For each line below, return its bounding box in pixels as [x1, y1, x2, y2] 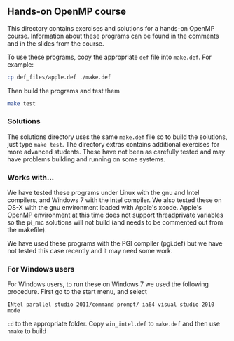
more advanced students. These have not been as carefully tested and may [7, 147, 226, 156]
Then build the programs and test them [7, 86, 121, 95]
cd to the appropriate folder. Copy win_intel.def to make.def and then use [7, 319, 221, 328]
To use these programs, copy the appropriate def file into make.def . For [7, 53, 212, 61]
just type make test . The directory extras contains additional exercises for [7, 140, 220, 148]
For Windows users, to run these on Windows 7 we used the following [7, 280, 209, 288]
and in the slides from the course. [7, 39, 104, 48]
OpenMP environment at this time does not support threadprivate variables [7, 210, 223, 220]
